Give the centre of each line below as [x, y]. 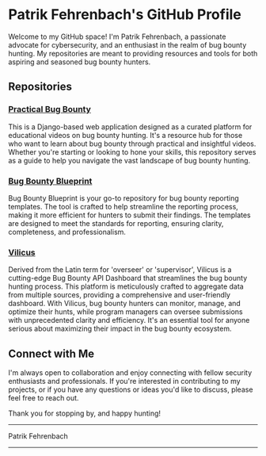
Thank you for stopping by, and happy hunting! [84, 413]
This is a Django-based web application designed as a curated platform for [130, 126]
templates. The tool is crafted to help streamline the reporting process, [123, 206]
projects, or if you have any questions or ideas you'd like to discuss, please [131, 389]
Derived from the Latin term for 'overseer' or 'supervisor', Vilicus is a [120, 270]
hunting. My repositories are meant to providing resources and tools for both [133, 53]
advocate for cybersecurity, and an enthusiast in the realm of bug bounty [127, 44]
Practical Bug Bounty [49, 109]
